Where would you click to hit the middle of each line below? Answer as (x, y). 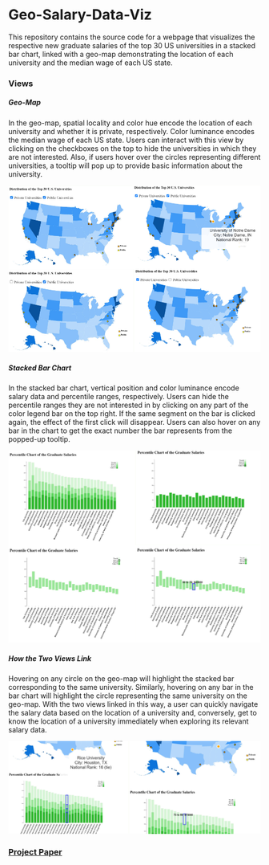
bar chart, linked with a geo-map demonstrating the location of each (121, 54)
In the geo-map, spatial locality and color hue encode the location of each (130, 123)
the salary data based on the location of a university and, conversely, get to (133, 713)
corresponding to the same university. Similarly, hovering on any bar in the (131, 688)
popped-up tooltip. (39, 439)
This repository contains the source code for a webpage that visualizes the (132, 37)
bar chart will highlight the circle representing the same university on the (128, 696)
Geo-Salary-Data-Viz (80, 15)
